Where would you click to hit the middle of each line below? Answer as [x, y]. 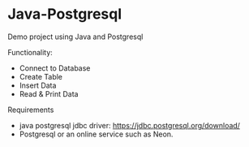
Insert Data [38, 85]
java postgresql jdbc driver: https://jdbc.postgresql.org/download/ [130, 125]
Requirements [31, 110]
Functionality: [30, 52]
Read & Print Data [49, 93]
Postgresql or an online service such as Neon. [96, 134]
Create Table [41, 76]
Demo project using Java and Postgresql [75, 37]
